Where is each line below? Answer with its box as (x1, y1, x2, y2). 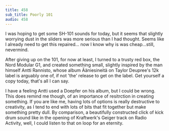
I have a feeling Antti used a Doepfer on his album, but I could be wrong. (5, 88, 155, 94)
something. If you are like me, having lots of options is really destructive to (5, 99, 160, 105)
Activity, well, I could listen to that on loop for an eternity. (5, 120, 124, 126)
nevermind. (5, 47, 29, 53)
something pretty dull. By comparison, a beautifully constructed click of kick (5, 109, 164, 115)
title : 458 (5, 7, 28, 13)
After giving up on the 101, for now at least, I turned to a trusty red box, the (5, 57, 160, 63)
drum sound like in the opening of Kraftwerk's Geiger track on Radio (5, 115, 147, 121)
